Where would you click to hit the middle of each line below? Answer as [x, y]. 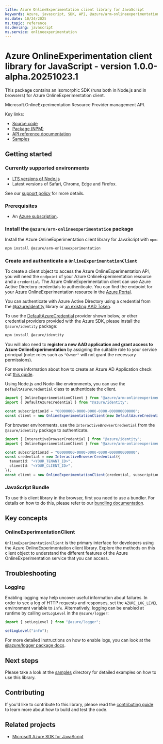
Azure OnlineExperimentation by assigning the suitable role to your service [81, 349]
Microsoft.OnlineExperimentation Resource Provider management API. [75, 104]
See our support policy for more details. [45, 193]
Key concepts [26, 518]
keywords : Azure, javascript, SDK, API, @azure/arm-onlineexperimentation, [83, 14]
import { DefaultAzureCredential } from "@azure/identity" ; [67, 403]
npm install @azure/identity [34, 335]
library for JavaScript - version [68, 66]
